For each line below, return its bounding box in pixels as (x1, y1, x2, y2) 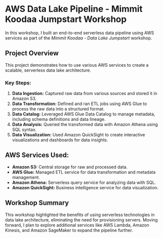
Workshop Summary (5, 199, 69, 207)
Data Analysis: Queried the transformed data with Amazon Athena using (12, 122, 158, 128)
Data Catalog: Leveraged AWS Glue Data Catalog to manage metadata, (12, 111, 156, 117)
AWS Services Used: (5, 151, 69, 159)
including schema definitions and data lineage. (12, 116, 106, 122)
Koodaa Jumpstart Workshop (5, 14, 127, 25)
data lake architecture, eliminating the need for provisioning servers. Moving (5, 217, 158, 222)
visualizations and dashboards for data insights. (12, 137, 108, 143)
